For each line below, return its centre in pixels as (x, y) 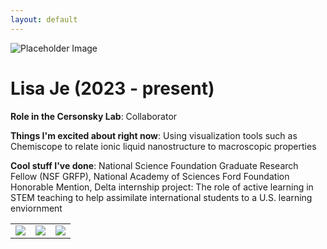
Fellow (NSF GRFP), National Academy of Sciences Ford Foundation (150, 176)
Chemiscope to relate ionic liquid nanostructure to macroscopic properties (163, 146)
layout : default (44, 19)
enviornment (36, 208)
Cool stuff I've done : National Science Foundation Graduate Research (154, 165)
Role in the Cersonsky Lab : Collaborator (94, 116)
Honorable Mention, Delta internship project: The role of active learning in (162, 187)
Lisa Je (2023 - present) (112, 88)
